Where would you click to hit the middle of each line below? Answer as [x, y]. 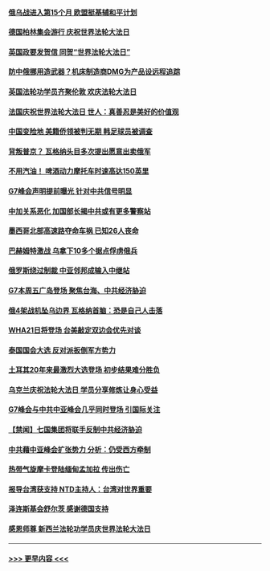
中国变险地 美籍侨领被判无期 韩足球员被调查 [80, 132]
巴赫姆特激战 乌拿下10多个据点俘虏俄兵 [73, 251]
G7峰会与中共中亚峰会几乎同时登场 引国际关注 [84, 410]
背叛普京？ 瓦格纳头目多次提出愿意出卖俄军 [80, 151]
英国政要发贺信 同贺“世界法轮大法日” [70, 51]
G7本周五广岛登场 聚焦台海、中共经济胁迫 [77, 290]
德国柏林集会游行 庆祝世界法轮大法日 [69, 32]
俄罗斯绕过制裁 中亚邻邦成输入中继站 [69, 271]
